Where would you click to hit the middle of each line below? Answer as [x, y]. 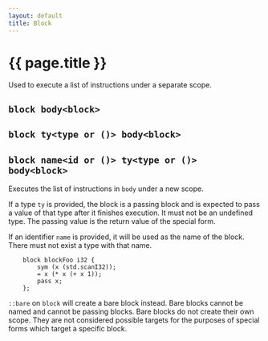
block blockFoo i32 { [59, 260]
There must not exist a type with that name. [80, 246]
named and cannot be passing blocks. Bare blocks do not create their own [131, 312]
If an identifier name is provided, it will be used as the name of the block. [126, 237]
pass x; [50, 282]
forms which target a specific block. [68, 329]
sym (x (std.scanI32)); [77, 267]
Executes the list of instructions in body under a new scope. [106, 189]
